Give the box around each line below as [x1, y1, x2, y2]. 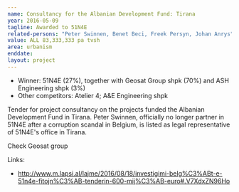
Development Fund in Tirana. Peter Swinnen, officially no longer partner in [7, 112, 225, 121]
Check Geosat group [7, 142, 68, 150]
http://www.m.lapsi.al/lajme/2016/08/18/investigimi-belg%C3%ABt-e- [17, 169, 223, 178]
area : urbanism [7, 43, 53, 50]
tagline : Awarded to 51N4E [7, 23, 87, 31]
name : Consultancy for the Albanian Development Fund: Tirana [7, 10, 196, 18]
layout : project [7, 57, 55, 64]
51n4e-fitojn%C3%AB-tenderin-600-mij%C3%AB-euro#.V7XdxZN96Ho [17, 176, 230, 185]
